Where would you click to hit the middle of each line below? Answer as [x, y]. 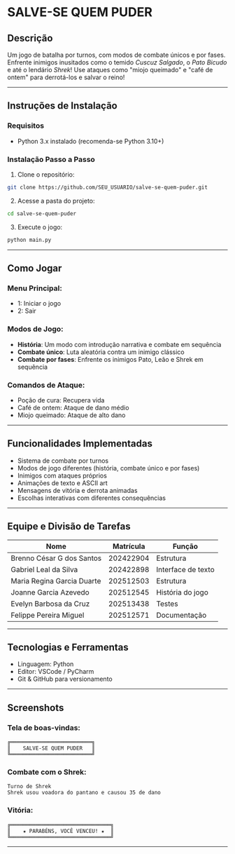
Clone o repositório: [46, 174]
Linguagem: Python [45, 664]
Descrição [30, 38]
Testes [167, 604]
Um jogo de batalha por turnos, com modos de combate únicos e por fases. [116, 55]
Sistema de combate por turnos [63, 461]
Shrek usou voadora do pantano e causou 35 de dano [84, 793]
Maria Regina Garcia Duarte [56, 581]
